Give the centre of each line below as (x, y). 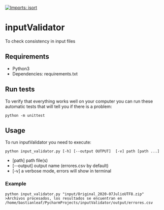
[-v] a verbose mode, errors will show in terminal (62, 171)
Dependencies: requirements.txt (45, 73)
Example (16, 184)
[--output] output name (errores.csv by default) (60, 166)
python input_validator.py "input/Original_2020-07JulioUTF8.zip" (75, 194)
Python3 (21, 69)
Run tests (20, 89)
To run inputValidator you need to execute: (48, 142)
